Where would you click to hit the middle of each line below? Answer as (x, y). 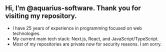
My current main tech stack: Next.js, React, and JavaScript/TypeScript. (85, 38)
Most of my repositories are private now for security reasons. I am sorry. (87, 44)
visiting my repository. (41, 16)
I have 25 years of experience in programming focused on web (77, 28)
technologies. (26, 33)
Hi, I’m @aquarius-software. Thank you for (73, 8)
